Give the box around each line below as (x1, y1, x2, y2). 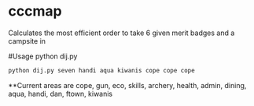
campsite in (8, 36, 46, 45)
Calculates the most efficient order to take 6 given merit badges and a (8, 28, 235, 37)
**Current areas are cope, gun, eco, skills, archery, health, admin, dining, (8, 80, 247, 90)
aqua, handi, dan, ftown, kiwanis (8, 89, 112, 98)
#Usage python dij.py (8, 51, 78, 61)
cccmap (8, 2, 62, 20)
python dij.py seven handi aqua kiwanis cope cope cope (8, 66, 195, 74)
